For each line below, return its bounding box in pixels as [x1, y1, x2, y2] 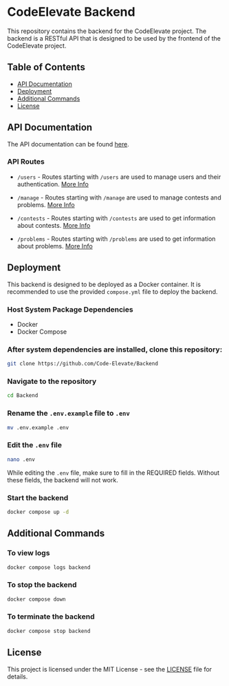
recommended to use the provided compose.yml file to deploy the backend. [7, 287, 218, 296]
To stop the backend [7, 580, 77, 590]
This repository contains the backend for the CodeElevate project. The [7, 27, 207, 35]
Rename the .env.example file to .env [7, 409, 131, 418]
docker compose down [7, 596, 67, 603]
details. [7, 672, 28, 680]
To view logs [7, 548, 50, 558]
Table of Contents [7, 61, 86, 73]
